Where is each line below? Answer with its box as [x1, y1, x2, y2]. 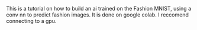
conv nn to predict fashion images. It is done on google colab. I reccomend [6, 11, 189, 18]
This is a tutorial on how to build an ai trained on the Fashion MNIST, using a [6, 5, 192, 12]
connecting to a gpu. [6, 18, 57, 24]
